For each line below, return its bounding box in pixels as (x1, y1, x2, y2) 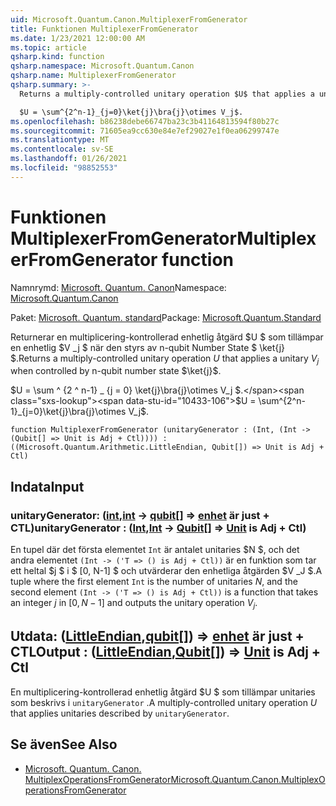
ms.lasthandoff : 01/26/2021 (10, 154, 128, 164)
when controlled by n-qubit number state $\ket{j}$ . (10, 365, 222, 377)
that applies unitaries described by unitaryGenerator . (10, 707, 230, 719)
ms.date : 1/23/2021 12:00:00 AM (10, 33, 145, 43)
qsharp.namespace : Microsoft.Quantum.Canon (10, 61, 195, 71)
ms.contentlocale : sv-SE (10, 144, 114, 155)
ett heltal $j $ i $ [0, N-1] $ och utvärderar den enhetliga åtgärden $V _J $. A (10, 565, 323, 577)
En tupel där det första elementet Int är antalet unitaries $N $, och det (10, 544, 300, 556)
